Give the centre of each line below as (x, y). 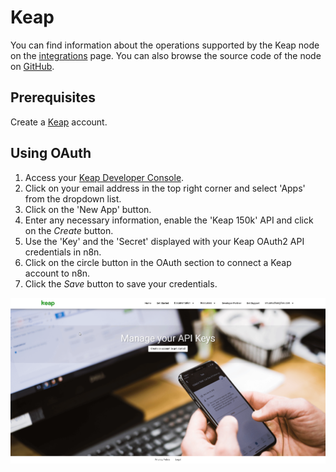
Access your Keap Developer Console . (104, 177)
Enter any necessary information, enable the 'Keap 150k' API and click (169, 220)
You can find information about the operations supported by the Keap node (165, 45)
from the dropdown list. (73, 198)
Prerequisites (53, 97)
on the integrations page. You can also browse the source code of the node (166, 55)
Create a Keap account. (59, 122)
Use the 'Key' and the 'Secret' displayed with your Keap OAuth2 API (164, 241)
